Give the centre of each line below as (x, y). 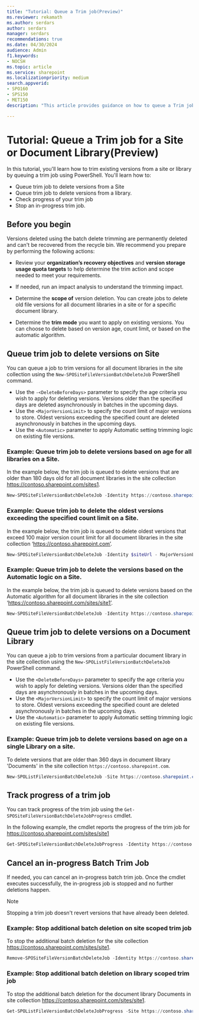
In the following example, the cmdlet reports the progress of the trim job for (98, 827)
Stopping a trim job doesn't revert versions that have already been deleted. (98, 913)
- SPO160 (17, 89)
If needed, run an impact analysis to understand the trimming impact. (99, 287)
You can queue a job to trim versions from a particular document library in (97, 656)
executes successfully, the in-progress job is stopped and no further (90, 884)
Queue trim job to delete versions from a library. (74, 193)
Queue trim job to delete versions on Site (83, 354)
